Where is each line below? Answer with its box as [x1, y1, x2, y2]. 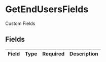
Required [42, 50, 65, 57]
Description [69, 50, 99, 57]
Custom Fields [5, 20, 36, 26]
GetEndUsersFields [5, 4, 89, 15]
